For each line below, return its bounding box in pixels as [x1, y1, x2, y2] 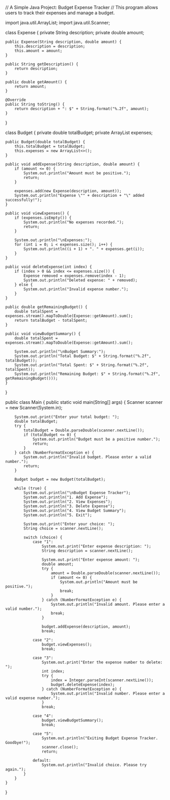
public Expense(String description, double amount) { [5, 39, 122, 44]
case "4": [32, 713, 53, 718]
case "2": [32, 637, 53, 642]
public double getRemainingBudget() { [5, 304, 88, 309]
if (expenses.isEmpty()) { [14, 215, 72, 220]
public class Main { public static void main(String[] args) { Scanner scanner [5, 399, 163, 405]
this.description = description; [14, 44, 86, 49]
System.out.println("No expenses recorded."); [23, 220, 124, 225]
